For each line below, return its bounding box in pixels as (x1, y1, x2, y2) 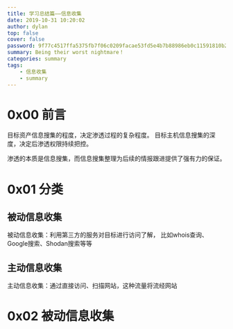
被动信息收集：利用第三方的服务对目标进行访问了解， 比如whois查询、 (7, 230, 208, 239)
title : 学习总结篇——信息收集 (7, 10, 82, 17)
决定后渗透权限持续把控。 (19, 140, 92, 148)
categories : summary (7, 56, 67, 62)
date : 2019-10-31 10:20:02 (7, 17, 85, 24)
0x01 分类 (7, 181, 64, 197)
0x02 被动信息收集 (7, 308, 114, 324)
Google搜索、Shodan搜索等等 (7, 239, 92, 248)
